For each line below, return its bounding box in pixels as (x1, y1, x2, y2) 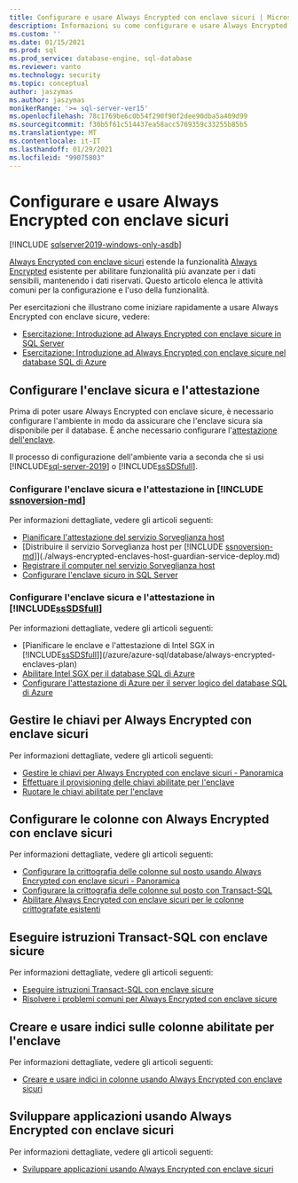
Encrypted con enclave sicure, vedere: (9, 311, 151, 322)
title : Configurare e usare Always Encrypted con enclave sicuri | (9, 12, 264, 22)
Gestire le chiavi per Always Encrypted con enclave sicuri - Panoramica (21, 767, 284, 778)
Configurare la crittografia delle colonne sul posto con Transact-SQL (21, 885, 273, 896)
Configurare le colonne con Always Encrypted (9, 812, 270, 827)
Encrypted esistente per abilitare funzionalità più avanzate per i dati (9, 266, 255, 277)
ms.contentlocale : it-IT (9, 137, 101, 145)
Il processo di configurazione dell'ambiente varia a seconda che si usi (9, 451, 264, 462)
